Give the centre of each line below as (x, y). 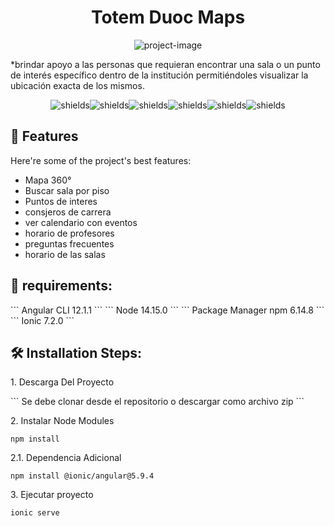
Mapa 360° (48, 180)
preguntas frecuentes (69, 243)
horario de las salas (65, 254)
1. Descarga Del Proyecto (62, 382)
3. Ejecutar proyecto (52, 495)
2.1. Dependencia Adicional (66, 458)
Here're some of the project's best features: (101, 160)
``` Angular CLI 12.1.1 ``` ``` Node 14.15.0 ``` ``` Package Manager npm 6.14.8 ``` (167, 310)
